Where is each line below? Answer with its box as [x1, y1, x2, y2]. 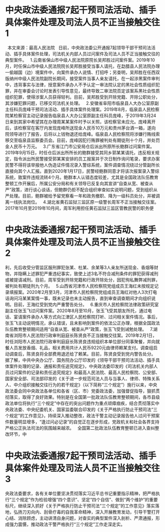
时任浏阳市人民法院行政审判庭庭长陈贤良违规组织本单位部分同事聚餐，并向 [5, 338, 156, 344]
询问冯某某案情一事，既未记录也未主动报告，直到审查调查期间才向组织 [9, 295, 151, 301]
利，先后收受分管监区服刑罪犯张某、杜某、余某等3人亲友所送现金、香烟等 [5, 264, 154, 270]
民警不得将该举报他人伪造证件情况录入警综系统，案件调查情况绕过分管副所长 [5, 162, 160, 168]
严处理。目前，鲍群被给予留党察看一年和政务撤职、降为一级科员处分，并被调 [5, 193, 160, 199]
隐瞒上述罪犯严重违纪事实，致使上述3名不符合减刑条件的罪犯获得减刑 [18, 270, 159, 277]
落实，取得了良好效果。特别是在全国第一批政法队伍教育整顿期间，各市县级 [9, 394, 160, 400]
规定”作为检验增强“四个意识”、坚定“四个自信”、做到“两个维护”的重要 [20, 496, 158, 502]
